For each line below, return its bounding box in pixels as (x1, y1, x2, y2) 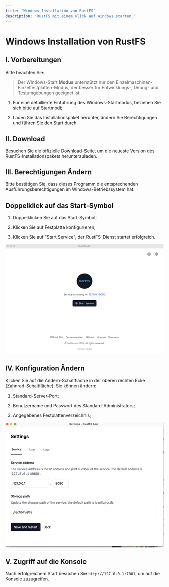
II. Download (5, 134, 45, 143)
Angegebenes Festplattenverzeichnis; (12, 412, 92, 418)
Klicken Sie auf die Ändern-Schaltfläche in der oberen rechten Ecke (5, 377, 145, 383)
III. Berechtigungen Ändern (5, 168, 92, 176)
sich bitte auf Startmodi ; (12, 105, 63, 111)
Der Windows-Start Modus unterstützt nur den (17, 79, 115, 85)
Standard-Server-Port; (12, 393, 59, 399)
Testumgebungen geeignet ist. (17, 90, 81, 96)
